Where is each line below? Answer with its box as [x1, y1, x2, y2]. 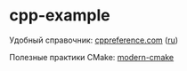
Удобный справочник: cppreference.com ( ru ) [9, 35, 179, 45]
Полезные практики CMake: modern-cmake [9, 51, 175, 62]
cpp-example [9, 5, 110, 26]
